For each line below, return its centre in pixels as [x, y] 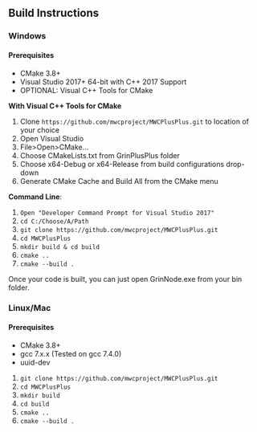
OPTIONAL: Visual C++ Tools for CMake [86, 90]
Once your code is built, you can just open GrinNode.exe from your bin [125, 279]
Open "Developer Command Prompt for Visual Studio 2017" [117, 213]
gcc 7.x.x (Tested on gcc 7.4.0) [71, 353]
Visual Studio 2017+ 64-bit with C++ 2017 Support [103, 82]
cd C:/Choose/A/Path [54, 221]
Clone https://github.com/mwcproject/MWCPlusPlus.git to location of [134, 121]
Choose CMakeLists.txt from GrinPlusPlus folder [100, 155]
